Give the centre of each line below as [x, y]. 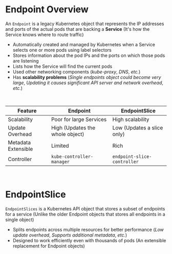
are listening [26, 61]
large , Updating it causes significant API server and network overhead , [88, 83]
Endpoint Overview [47, 9]
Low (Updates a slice [138, 128]
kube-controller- [72, 157]
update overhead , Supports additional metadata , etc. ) [70, 235]
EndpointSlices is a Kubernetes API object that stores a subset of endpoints [85, 208]
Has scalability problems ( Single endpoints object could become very [87, 77]
